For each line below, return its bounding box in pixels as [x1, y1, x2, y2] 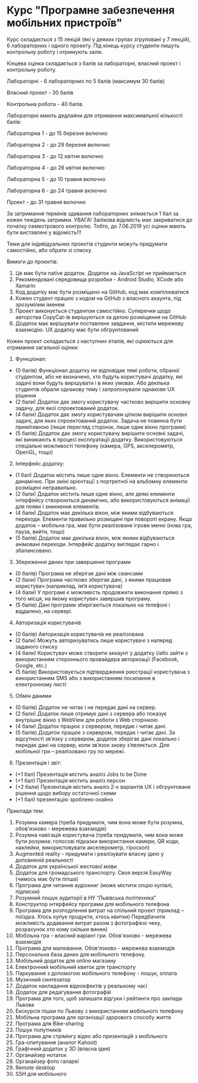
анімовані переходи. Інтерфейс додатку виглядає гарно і [15, 540, 159, 547]
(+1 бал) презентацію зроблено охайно [15, 795, 114, 802]
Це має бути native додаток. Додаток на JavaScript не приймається [15, 269, 186, 276]
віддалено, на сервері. [15, 607, 72, 614]
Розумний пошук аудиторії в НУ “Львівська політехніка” [15, 894, 156, 901]
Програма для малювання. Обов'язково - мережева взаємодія [15, 945, 175, 952]
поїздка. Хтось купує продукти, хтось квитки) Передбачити [15, 913, 166, 920]
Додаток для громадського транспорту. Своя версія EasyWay [15, 869, 172, 876]
